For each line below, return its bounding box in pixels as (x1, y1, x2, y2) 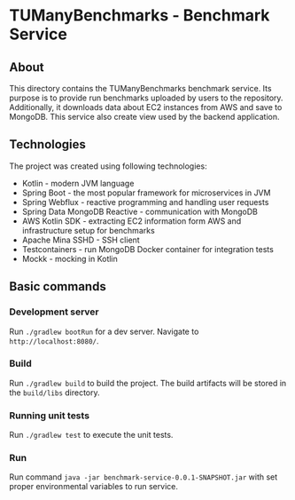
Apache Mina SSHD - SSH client (21, 234, 140, 245)
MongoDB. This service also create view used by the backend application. (9, 112, 280, 122)
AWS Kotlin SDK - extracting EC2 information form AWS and (21, 215, 242, 226)
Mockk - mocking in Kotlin (21, 253, 118, 264)
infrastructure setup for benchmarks (21, 225, 155, 235)
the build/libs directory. (9, 387, 100, 398)
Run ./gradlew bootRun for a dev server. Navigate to (9, 326, 199, 337)
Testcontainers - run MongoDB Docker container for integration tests (21, 243, 275, 254)
